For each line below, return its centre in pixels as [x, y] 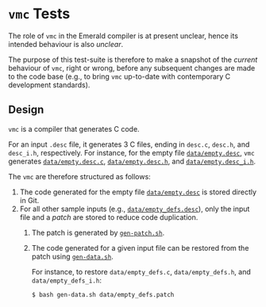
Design [26, 110]
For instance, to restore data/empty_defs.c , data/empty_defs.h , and [141, 271]
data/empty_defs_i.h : [66, 280]
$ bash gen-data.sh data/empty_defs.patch [103, 294]
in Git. [29, 200]
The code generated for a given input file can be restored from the [140, 248]
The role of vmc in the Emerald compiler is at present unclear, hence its [123, 36]
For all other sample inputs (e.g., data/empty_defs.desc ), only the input [135, 209]
